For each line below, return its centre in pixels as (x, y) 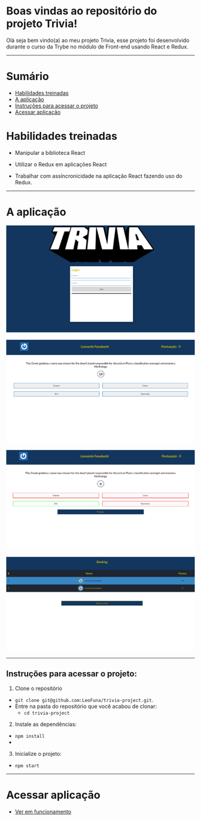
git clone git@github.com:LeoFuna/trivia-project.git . (84, 700)
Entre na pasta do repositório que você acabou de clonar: (86, 706)
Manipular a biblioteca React (50, 152)
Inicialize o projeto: (38, 753)
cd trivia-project (47, 713)
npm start (27, 766)
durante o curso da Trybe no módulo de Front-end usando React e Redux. (97, 47)
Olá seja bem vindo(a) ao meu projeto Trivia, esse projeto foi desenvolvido (98, 40)
